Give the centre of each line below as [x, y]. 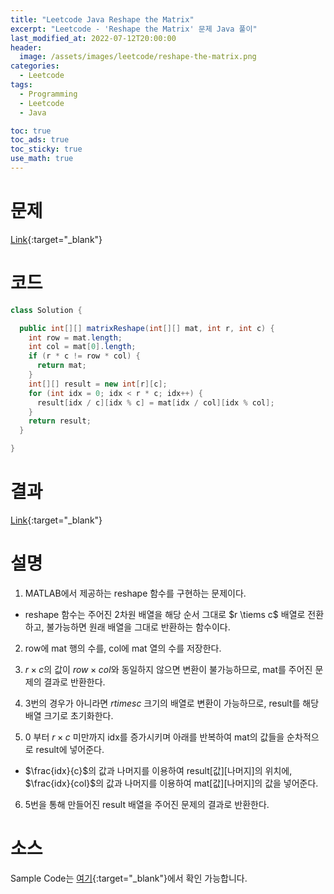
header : [26, 47]
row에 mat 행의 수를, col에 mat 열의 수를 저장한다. [123, 648]
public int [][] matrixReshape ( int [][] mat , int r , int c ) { [147, 328]
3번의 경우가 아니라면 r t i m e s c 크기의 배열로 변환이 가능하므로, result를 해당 [172, 703]
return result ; [60, 421]
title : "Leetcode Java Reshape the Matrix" [102, 19]
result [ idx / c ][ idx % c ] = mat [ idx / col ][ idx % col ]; [155, 402]
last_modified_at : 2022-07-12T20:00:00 [93, 38]
